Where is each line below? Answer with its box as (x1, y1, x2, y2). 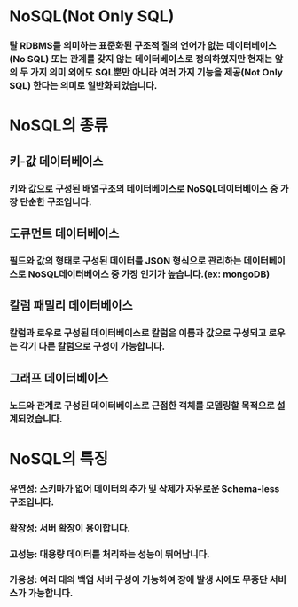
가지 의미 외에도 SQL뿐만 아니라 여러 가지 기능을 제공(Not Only (29, 67, 284, 79)
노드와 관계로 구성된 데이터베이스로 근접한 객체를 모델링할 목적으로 (9, 399, 275, 412)
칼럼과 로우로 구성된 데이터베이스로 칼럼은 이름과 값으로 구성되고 (9, 327, 267, 339)
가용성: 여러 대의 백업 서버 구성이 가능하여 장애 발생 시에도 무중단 (9, 574, 268, 587)
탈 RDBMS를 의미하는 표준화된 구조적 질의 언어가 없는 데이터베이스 (9, 40, 277, 52)
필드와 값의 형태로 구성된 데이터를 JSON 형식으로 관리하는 (9, 255, 242, 267)
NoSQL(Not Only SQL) (9, 6, 175, 27)
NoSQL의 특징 (9, 448, 109, 469)
